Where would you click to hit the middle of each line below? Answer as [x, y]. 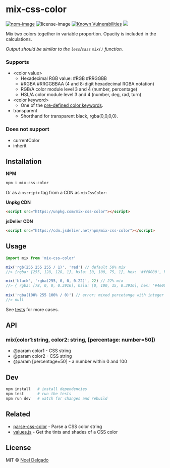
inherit [20, 146]
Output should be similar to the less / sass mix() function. [64, 49]
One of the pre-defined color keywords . [62, 105]
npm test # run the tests [39, 394]
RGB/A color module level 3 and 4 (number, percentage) [79, 89]
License [18, 448]
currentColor [26, 140]
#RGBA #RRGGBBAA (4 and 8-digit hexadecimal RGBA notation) [87, 84]
